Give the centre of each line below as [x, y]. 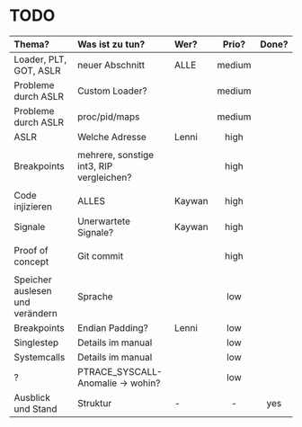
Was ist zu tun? [111, 44]
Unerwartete [104, 221]
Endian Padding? [113, 327]
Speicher [33, 280]
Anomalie [98, 383]
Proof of [31, 250]
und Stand [36, 408]
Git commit [101, 255]
